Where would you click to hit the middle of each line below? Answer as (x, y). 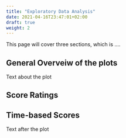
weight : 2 (18, 28)
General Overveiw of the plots (62, 63)
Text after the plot (28, 129)
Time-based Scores (43, 115)
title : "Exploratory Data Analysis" (51, 11)
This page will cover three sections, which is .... (63, 44)
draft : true (21, 22)
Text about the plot (29, 77)
